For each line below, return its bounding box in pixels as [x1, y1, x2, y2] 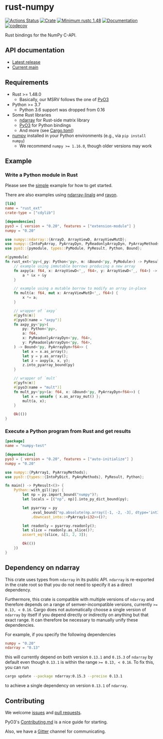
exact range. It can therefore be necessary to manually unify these [5, 617, 138, 623]
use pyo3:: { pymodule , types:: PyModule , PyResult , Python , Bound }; [5, 246, 142, 251]
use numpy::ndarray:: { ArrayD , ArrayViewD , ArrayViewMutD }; [5, 237, 127, 242]
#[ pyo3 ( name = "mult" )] [14, 385, 62, 390]
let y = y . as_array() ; [22, 354, 68, 359]
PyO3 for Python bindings [19, 122, 71, 128]
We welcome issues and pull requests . [5, 710, 82, 716]
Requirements [5, 78, 49, 86]
